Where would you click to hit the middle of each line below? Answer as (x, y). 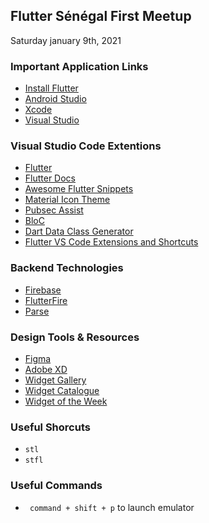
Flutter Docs (50, 178)
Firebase (43, 290)
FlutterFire (46, 300)
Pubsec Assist (54, 210)
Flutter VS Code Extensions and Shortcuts (111, 242)
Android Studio (55, 99)
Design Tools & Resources (75, 337)
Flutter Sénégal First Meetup (101, 16)
